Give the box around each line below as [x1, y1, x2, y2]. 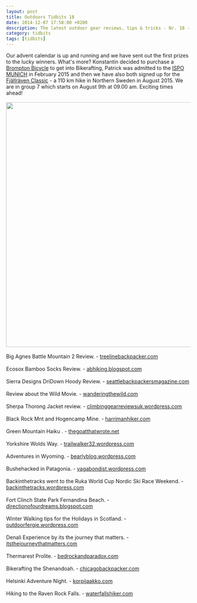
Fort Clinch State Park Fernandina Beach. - [6, 497, 110, 503]
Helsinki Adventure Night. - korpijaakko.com [6, 578, 113, 584]
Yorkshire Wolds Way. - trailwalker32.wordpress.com [6, 440, 134, 447]
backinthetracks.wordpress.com [6, 484, 84, 491]
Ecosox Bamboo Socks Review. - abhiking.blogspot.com [6, 365, 142, 372]
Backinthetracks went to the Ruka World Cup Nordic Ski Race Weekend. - [6, 478, 184, 484]
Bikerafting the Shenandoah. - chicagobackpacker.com [6, 565, 140, 572]
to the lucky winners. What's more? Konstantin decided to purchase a [6, 58, 174, 65]
